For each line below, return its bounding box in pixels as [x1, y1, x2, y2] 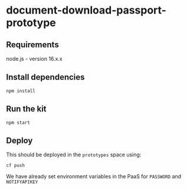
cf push [6, 163, 25, 169]
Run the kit [6, 104, 47, 114]
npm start [6, 119, 31, 126]
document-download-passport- [6, 4, 167, 17]
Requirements [6, 40, 59, 50]
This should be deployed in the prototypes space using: [6, 151, 142, 158]
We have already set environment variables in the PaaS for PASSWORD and [6, 173, 182, 180]
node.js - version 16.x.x [6, 55, 63, 62]
